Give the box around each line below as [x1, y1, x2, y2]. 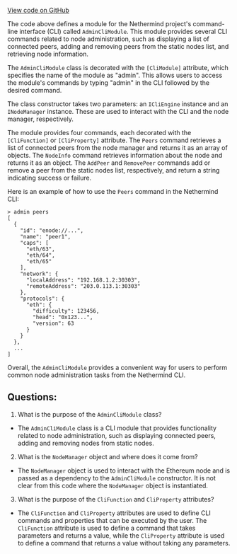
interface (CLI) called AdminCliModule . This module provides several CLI [19, 28, 228, 35]
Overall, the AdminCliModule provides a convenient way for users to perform [7, 364, 228, 371]
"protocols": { [20, 295, 65, 302]
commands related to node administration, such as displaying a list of [7, 35, 210, 43]
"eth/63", [25, 246, 55, 253]
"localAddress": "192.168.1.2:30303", [25, 277, 141, 284]
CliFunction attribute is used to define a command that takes [17, 524, 196, 532]
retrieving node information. [7, 50, 88, 58]
